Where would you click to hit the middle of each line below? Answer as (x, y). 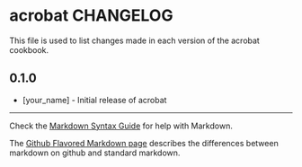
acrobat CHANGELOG (91, 16)
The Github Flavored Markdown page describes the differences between (144, 143)
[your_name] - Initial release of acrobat (94, 100)
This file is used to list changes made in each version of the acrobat (135, 40)
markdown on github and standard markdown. (95, 153)
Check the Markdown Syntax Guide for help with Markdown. (121, 126)
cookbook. (29, 49)
